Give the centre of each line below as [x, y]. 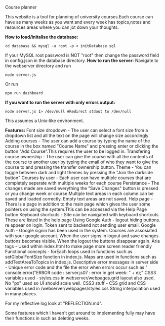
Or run [12, 84]
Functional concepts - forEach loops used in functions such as [69, 252]
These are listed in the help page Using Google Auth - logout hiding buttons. [83, 220]
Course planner [21, 7]
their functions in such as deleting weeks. [47, 318]
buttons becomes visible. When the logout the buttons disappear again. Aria [82, 241]
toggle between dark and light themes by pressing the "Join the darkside [79, 172]
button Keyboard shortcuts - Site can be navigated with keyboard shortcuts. [82, 215]
